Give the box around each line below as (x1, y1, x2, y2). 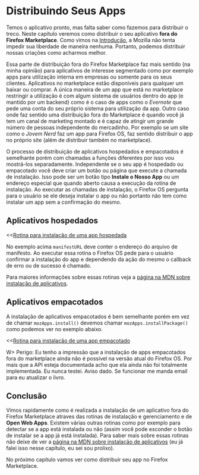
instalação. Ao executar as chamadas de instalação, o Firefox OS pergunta (6, 185, 189, 193)
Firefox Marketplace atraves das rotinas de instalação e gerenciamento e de (6, 413, 192, 420)
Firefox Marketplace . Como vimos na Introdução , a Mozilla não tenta (6, 36, 175, 43)
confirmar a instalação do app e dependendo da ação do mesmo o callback (6, 256, 191, 263)
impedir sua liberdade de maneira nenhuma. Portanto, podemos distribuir (6, 43, 186, 50)
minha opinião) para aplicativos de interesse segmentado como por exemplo (6, 67, 194, 74)
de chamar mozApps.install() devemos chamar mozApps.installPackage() (6, 319, 188, 326)
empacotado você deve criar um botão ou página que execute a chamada (6, 166, 187, 174)
